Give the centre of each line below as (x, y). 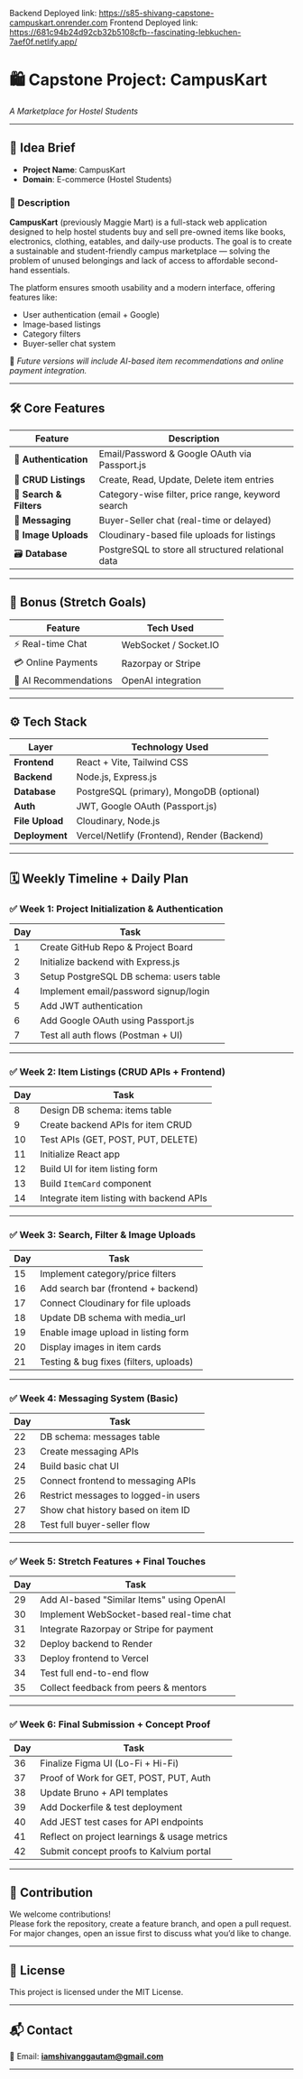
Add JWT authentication (92, 1006)
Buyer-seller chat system (69, 344)
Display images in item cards (101, 1346)
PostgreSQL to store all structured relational (191, 550)
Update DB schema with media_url (113, 1317)
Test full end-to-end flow (95, 1673)
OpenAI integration (161, 680)
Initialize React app (80, 1154)
